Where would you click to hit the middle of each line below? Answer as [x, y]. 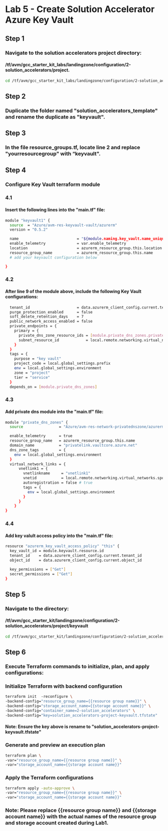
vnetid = [43, 478]
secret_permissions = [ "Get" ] [41, 574]
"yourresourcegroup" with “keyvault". [53, 154]
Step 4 [16, 170]
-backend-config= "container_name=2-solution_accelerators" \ [70, 711]
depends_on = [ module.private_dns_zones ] [53, 387]
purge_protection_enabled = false [51, 312]
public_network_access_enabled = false [51, 322]
